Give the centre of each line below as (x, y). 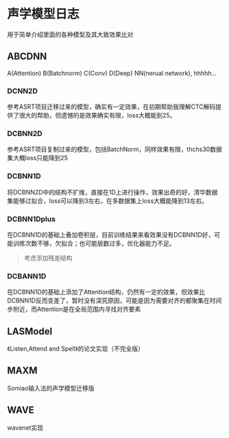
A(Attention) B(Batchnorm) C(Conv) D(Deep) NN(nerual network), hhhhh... (112, 73)
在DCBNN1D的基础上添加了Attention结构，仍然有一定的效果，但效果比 (106, 292)
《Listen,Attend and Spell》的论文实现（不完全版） (75, 349)
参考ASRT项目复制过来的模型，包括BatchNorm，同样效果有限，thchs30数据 (115, 149)
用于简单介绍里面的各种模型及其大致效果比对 (70, 34)
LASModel (30, 331)
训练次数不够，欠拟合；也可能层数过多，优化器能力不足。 (94, 243)
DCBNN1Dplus (32, 219)
